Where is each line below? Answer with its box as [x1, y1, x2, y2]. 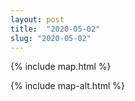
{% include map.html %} [10, 61, 112, 73]
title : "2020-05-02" [10, 24, 101, 34]
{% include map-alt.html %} [10, 80, 126, 92]
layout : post [10, 14, 65, 25]
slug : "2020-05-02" [10, 33, 92, 43]
